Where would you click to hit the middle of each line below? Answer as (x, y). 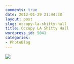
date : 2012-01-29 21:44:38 (34, 14)
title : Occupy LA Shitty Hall (37, 28)
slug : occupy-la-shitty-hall (36, 24)
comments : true (21, 10)
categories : (18, 38)
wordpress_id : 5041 (26, 33)
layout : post (19, 19)
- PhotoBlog (18, 42)
